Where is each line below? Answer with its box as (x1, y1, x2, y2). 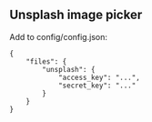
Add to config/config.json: (9, 31, 107, 42)
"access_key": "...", (57, 73, 141, 82)
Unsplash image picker (9, 7, 143, 23)
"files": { (25, 56, 67, 66)
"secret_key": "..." (57, 81, 137, 90)
